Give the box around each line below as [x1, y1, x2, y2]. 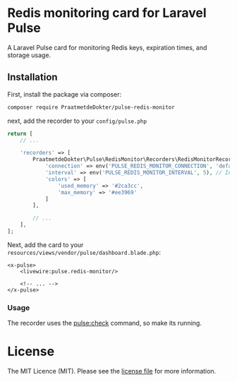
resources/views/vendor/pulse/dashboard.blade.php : [7, 248, 161, 256]
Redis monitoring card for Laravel [7, 5, 207, 21]
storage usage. [7, 51, 51, 59]
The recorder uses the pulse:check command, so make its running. [7, 319, 202, 328]
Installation [7, 71, 58, 83]
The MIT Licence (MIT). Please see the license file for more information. [7, 367, 217, 376]
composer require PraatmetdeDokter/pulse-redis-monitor [7, 104, 175, 111]
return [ [7, 130, 33, 137]
